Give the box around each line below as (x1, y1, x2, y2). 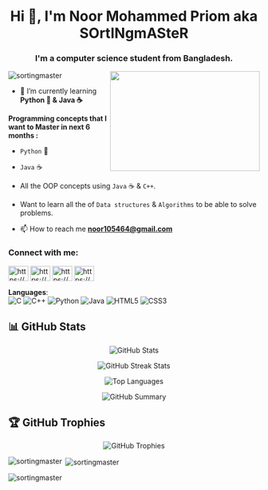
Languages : (8, 287, 49, 297)
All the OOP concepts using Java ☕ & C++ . (19, 181, 156, 191)
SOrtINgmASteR (79, 24, 189, 42)
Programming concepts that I (8, 114, 108, 123)
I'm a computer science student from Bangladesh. (34, 53, 234, 64)
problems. (19, 208, 53, 218)
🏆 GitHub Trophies (8, 416, 106, 429)
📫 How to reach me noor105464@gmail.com (19, 224, 173, 234)
